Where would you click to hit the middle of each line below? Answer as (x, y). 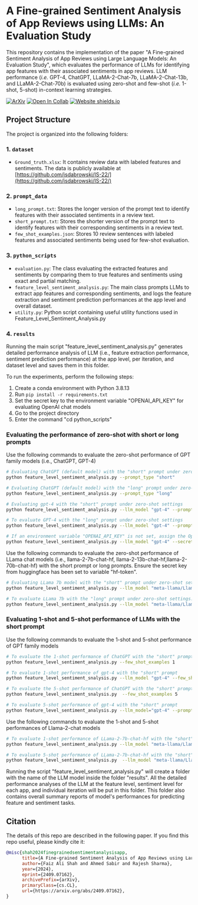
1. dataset (20, 149)
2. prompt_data (27, 196)
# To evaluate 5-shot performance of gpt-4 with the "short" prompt (92, 705)
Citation (21, 821)
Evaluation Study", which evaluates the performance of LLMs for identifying (98, 65)
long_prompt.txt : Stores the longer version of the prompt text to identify (102, 209)
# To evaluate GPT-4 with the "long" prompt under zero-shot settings (95, 520)
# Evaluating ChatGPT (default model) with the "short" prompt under (93, 472)
